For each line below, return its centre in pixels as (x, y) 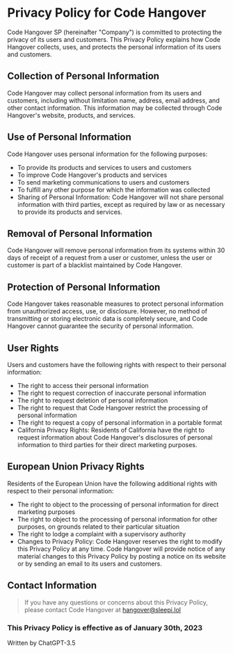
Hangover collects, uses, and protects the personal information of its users (114, 47)
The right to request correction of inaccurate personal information (112, 393)
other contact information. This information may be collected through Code (115, 108)
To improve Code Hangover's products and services (92, 175)
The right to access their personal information (83, 386)
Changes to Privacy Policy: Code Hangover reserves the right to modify (120, 541)
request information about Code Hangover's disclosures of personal (115, 437)
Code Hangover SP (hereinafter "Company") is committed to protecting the (115, 32)
